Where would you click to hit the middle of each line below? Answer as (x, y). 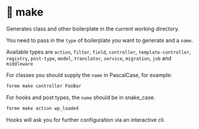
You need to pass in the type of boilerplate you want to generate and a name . (99, 40)
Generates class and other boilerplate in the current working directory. (93, 29)
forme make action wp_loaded (42, 108)
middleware (20, 64)
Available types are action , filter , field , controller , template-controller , (99, 52)
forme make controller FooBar (44, 86)
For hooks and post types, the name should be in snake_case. (81, 97)
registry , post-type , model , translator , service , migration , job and (89, 58)
